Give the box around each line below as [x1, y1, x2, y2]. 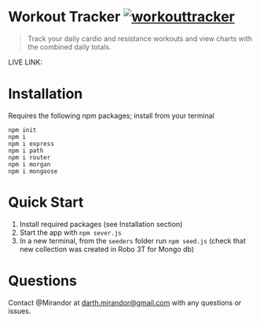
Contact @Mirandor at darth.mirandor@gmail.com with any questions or [8, 298, 242, 307]
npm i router [8, 153, 51, 161]
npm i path [8, 146, 44, 155]
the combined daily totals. [27, 42, 112, 51]
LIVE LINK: [8, 57, 43, 67]
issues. [8, 306, 31, 316]
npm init [8, 126, 37, 134]
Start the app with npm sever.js [19, 228, 122, 237]
